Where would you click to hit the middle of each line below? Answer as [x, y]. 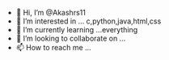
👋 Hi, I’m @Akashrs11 [51, 13]
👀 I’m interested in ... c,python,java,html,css [89, 21]
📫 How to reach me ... [53, 47]
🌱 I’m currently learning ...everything [77, 30]
